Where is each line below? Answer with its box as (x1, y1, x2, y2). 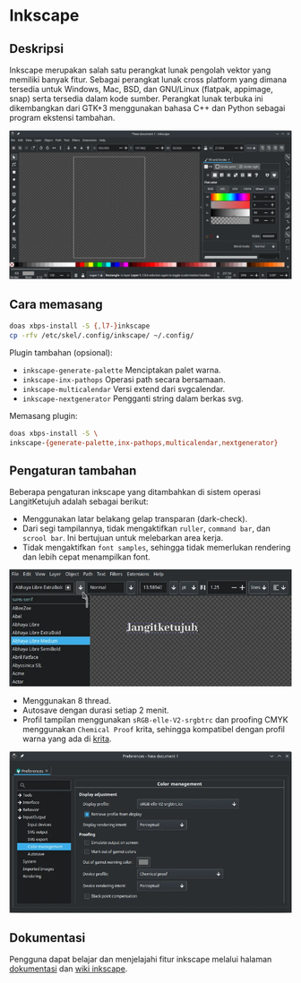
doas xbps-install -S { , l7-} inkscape (9, 321, 150, 331)
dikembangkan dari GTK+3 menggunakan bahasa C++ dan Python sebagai (9, 103, 286, 113)
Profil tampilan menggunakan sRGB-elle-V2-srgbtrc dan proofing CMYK (21, 714, 288, 725)
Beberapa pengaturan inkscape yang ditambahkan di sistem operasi (9, 487, 262, 498)
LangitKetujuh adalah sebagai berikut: (9, 496, 150, 507)
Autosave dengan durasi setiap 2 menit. (21, 705, 169, 715)
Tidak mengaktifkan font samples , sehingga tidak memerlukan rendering (21, 543, 291, 553)
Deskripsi (9, 41, 64, 56)
